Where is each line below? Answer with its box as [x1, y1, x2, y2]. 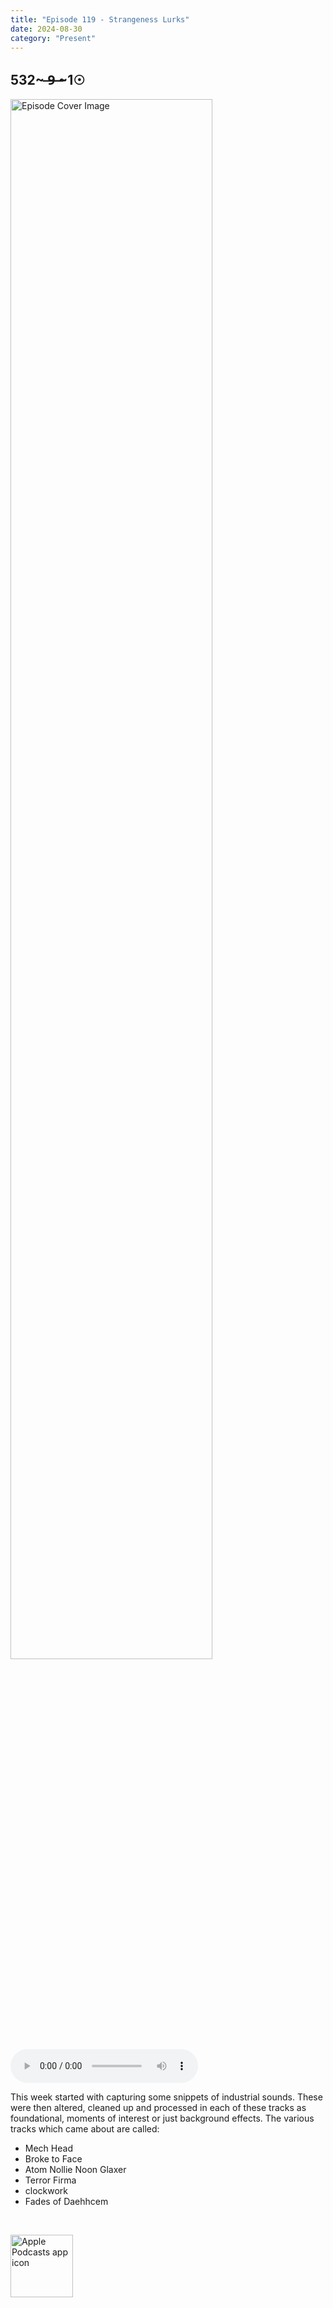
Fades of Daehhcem [24, 2196, 109, 2208]
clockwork [24, 2185, 69, 2197]
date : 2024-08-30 [10, 24, 83, 34]
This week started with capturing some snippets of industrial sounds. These [10, 2091, 323, 2103]
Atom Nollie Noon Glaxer [24, 2164, 127, 2176]
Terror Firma [24, 2174, 77, 2186]
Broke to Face [24, 2153, 83, 2165]
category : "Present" [10, 33, 97, 43]
